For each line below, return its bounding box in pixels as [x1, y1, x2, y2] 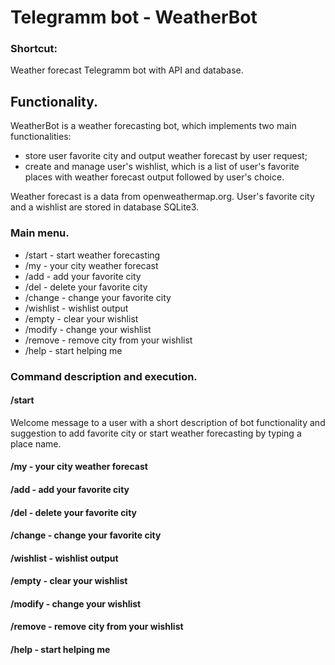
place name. [10, 437, 62, 450]
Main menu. [10, 226, 70, 240]
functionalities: [10, 131, 72, 143]
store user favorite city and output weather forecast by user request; [24, 150, 308, 162]
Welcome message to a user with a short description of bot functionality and [10, 416, 326, 428]
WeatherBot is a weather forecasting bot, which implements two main [10, 120, 297, 132]
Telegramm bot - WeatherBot [10, 6, 258, 29]
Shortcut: [10, 42, 58, 56]
